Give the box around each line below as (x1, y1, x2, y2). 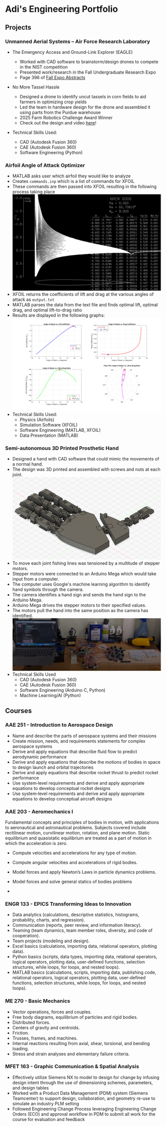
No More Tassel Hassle (12, 84, 60, 90)
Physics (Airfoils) (19, 417, 54, 422)
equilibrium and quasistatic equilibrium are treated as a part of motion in (5, 835, 152, 841)
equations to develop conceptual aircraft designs (12, 795, 112, 801)
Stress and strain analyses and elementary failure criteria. (12, 1051, 130, 1057)
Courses (5, 707, 32, 715)
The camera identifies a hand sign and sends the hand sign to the (12, 591, 146, 597)
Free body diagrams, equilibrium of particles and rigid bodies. (12, 1014, 138, 1020)
